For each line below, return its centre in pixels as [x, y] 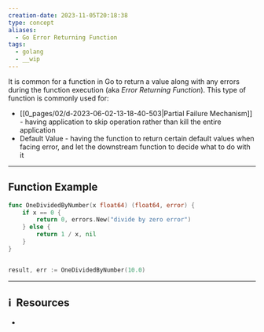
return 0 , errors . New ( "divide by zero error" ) [114, 220]
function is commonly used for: [59, 98]
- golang [29, 52]
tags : [17, 45]
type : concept [31, 23]
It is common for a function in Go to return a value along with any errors [124, 81]
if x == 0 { [42, 213]
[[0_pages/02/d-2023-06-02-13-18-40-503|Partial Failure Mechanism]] [136, 113]
